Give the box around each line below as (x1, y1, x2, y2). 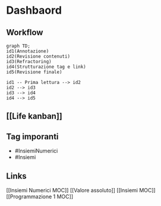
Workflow (6, 27, 43, 38)
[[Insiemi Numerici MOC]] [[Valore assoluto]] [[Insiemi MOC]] (6, 187, 156, 194)
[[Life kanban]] (6, 111, 62, 121)
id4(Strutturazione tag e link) (6, 64, 86, 70)
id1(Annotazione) (6, 48, 49, 54)
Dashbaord (6, 4, 62, 17)
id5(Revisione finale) (6, 69, 62, 75)
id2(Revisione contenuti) (6, 54, 70, 60)
